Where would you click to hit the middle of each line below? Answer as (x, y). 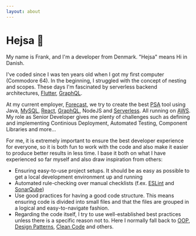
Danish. (15, 63)
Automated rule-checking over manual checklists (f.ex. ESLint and (94, 183)
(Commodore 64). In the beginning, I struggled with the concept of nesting (96, 80)
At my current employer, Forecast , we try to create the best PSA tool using (96, 104)
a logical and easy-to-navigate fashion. (62, 208)
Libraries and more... (31, 129)
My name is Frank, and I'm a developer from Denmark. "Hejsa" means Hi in (97, 57)
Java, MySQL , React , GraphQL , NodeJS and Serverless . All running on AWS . (98, 110)
